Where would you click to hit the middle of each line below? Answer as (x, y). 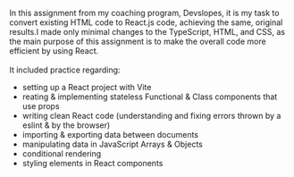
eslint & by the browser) (66, 125)
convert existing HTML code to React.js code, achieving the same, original (146, 22)
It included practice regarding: (65, 70)
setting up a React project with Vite (87, 87)
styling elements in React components (92, 163)
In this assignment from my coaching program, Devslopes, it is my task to (144, 13)
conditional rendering (62, 154)
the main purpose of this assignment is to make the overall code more (138, 41)
